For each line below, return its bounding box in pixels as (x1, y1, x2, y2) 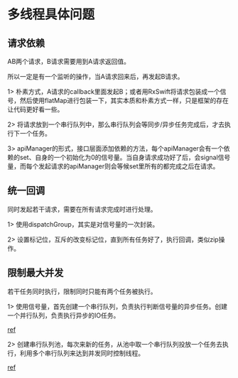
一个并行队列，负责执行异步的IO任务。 (7, 310, 120, 320)
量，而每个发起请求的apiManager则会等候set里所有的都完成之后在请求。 (7, 162, 220, 171)
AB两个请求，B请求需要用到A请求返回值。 (7, 58, 130, 65)
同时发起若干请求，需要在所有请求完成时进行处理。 (7, 205, 157, 213)
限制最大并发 (7, 267, 64, 279)
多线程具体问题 (7, 6, 95, 23)
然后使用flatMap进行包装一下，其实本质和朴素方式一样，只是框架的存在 (19, 97, 229, 104)
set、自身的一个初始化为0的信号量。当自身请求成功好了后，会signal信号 (19, 153, 231, 161)
